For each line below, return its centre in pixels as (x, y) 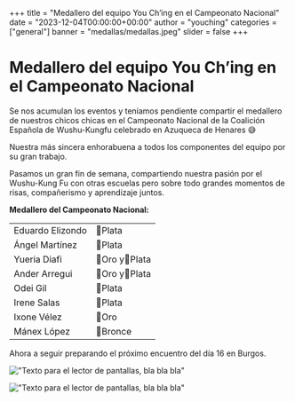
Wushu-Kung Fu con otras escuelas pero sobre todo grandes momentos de (147, 183)
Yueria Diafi (38, 259)
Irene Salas (37, 303)
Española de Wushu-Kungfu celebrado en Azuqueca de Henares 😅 (133, 130)
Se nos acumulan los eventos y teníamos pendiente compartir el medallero (146, 111)
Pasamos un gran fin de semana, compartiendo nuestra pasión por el (136, 173)
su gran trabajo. (38, 156)
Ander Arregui (43, 273)
